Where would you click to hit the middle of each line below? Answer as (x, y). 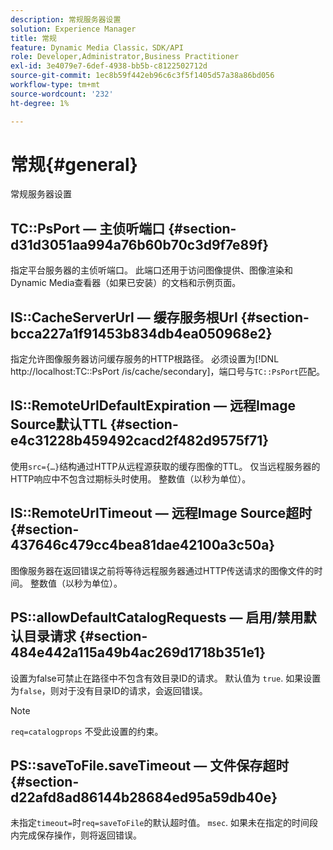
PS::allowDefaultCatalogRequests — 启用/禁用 (157, 617)
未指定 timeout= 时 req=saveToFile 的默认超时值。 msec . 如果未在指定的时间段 (164, 823)
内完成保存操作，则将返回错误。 (76, 835)
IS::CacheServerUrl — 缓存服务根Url (124, 317)
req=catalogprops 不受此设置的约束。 (87, 731)
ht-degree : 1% (40, 103)
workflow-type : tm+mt (55, 85)
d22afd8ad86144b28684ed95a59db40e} (144, 797)
